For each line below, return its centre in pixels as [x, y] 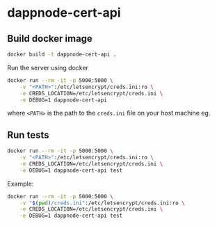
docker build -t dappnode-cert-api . [62, 54]
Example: [21, 184]
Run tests [28, 135]
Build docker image [50, 39]
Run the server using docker [48, 67]
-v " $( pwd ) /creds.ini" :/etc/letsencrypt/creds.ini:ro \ [103, 203]
